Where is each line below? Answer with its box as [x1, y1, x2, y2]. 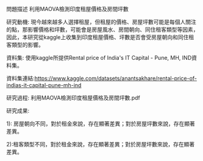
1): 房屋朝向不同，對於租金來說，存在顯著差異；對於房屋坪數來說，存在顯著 [6, 120, 195, 127]
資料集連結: [6, 75, 35, 82]
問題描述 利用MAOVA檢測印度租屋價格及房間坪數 [6, 5, 129, 12]
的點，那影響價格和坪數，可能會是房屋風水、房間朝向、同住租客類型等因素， [6, 26, 199, 33]
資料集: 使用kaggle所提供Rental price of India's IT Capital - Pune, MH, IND [6, 54, 192, 61]
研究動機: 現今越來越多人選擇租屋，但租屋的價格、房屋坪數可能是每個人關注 [6, 18, 196, 26]
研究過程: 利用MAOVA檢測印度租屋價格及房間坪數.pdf [6, 94, 140, 101]
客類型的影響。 [6, 41, 44, 48]
